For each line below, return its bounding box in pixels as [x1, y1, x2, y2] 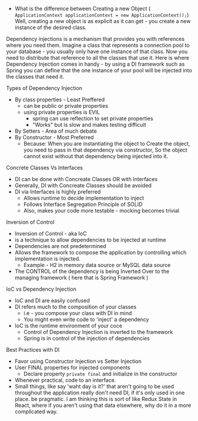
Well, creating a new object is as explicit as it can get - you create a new [14, 18, 191, 24]
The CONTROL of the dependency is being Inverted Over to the [14, 268, 170, 275]
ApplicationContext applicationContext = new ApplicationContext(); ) [14, 11, 189, 18]
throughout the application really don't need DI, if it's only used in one [14, 389, 185, 396]
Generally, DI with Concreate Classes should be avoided [14, 182, 152, 189]
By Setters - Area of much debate [14, 127, 98, 134]
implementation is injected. [14, 255, 81, 262]
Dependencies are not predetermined [14, 243, 106, 249]
